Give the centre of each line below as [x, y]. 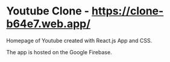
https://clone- [127, 11]
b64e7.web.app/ [49, 24]
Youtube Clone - [48, 11]
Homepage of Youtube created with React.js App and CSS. [79, 40]
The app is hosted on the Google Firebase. [59, 52]
